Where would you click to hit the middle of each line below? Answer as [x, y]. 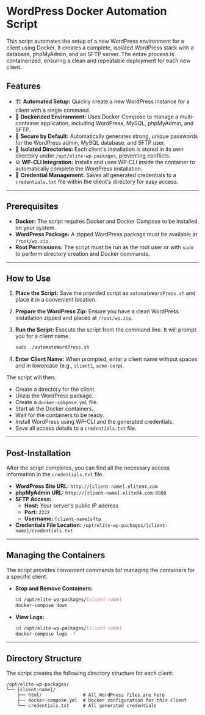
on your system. [35, 228]
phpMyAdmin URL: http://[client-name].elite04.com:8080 [91, 493]
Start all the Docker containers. [54, 409]
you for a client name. [42, 336]
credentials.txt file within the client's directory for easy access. [97, 181]
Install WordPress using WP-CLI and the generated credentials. [94, 422]
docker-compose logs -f [45, 634]
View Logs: [30, 617]
